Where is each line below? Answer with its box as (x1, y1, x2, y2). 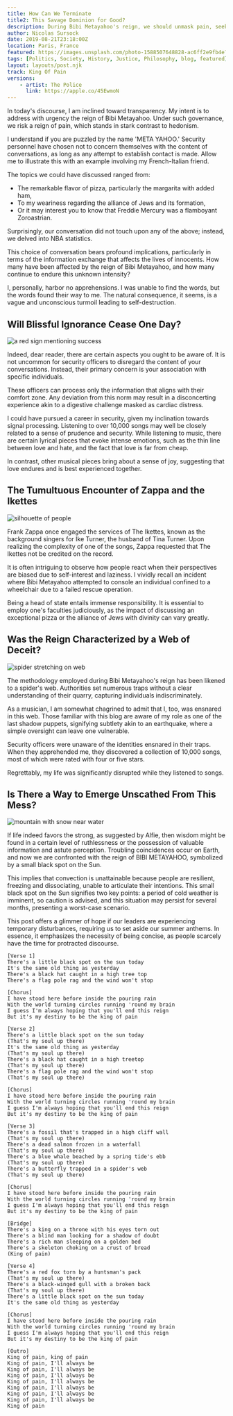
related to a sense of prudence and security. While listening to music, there (7, 429, 222, 437)
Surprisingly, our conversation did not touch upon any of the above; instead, (7, 227, 225, 236)
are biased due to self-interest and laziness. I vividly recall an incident (7, 570, 207, 579)
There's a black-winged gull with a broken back (7, 1281, 150, 1288)
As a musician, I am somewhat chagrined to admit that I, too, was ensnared (7, 705, 222, 713)
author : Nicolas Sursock (7, 29, 79, 37)
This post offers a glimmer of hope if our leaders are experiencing (7, 917, 196, 925)
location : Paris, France (7, 42, 79, 49)
